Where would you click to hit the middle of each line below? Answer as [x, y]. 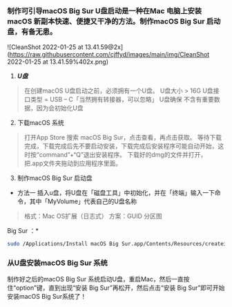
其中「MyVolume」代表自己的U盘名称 [83, 201]
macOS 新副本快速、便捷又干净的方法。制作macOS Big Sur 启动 [114, 21]
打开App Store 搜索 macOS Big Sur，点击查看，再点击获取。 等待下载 [123, 138]
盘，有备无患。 [32, 31]
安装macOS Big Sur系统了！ [47, 297]
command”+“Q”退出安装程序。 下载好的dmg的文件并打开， [123, 155]
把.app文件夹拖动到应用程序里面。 [73, 163]
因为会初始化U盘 [60, 108]
